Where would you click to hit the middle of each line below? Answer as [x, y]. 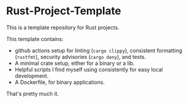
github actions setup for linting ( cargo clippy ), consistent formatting [98, 50]
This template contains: [35, 39]
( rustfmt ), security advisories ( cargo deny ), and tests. [80, 57]
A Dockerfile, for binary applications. [60, 82]
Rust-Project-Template [64, 11]
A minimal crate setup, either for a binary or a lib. [75, 63]
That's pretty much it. [33, 93]
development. [32, 76]
